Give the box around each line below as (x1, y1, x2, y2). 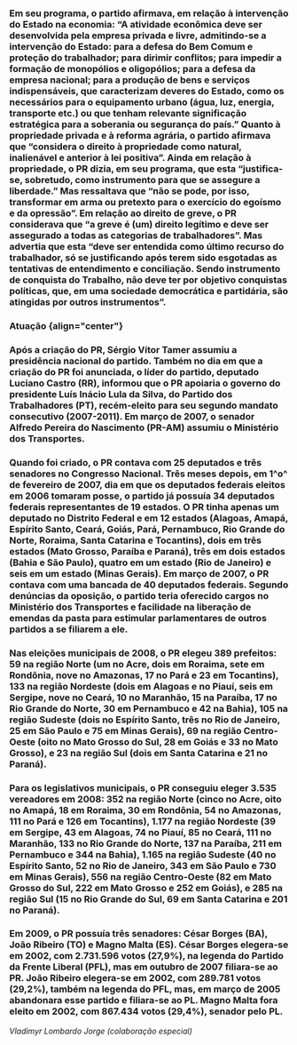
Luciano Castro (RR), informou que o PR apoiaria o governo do (9, 377, 281, 389)
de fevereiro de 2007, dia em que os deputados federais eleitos (9, 478, 285, 491)
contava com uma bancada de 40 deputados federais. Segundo (9, 578, 289, 591)
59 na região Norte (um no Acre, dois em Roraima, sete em (9, 658, 265, 670)
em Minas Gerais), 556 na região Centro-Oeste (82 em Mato (9, 870, 272, 882)
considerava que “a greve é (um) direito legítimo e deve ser (9, 218, 269, 230)
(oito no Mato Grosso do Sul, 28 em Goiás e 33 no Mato (36, 736, 278, 748)
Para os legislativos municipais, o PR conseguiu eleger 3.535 (9, 781, 277, 794)
